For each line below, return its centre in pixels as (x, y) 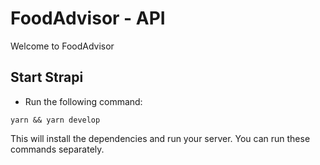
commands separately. (57, 149)
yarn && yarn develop (55, 120)
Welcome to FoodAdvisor (62, 46)
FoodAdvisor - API (88, 18)
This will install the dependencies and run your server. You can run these (160, 138)
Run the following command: (83, 101)
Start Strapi (47, 77)
